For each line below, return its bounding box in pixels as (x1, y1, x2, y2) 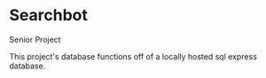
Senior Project (9, 34, 61, 45)
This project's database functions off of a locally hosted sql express (9, 51, 257, 61)
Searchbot (9, 5, 89, 25)
